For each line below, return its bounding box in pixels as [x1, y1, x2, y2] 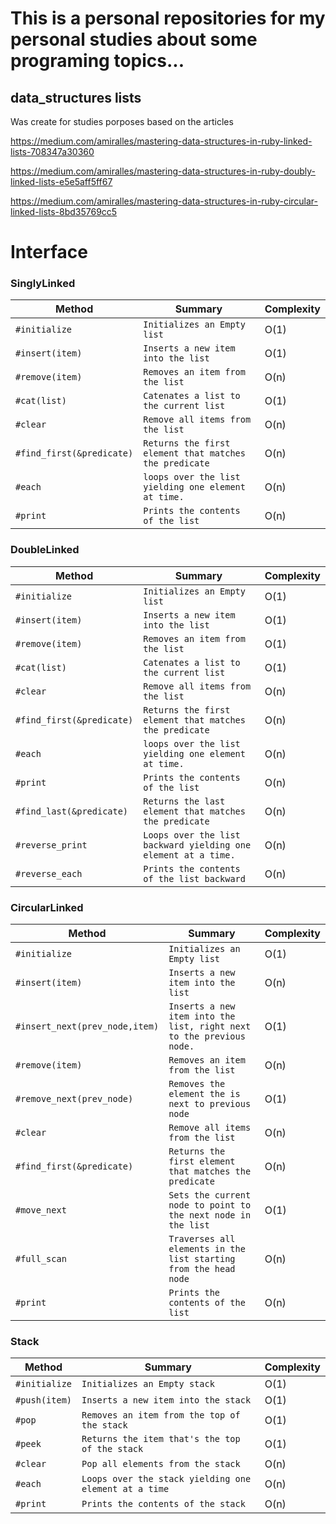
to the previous [168, 1031, 246, 1042]
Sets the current [168, 1190, 252, 1201]
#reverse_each [15, 868, 83, 879]
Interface [10, 241, 88, 264]
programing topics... [10, 50, 185, 72]
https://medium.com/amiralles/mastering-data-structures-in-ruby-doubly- [10, 165, 316, 177]
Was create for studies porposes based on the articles [10, 116, 234, 127]
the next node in [168, 1210, 252, 1221]
